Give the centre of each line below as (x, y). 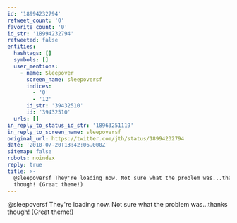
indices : (39, 86)
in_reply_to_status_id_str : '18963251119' (71, 125)
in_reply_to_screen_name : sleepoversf (64, 132)
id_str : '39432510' (54, 106)
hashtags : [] (33, 54)
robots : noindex (31, 158)
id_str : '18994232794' (41, 34)
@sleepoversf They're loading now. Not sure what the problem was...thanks (117, 205)
